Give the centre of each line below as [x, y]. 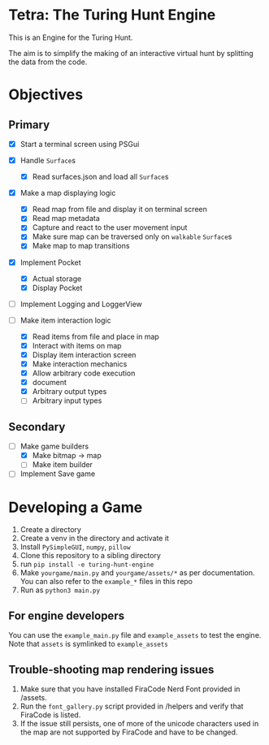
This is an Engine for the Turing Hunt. [71, 37]
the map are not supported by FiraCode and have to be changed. [129, 732]
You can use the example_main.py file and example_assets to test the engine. [135, 635]
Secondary [37, 427]
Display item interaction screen [84, 354]
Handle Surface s [48, 160]
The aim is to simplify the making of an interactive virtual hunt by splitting [131, 53]
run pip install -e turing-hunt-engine [87, 564]
